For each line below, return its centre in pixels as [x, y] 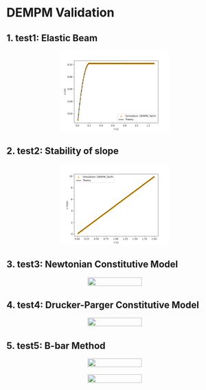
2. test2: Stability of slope [63, 151]
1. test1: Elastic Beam [52, 38]
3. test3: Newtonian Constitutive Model [92, 265]
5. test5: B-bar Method [56, 346]
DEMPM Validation [60, 13]
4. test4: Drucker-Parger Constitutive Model [103, 305]
